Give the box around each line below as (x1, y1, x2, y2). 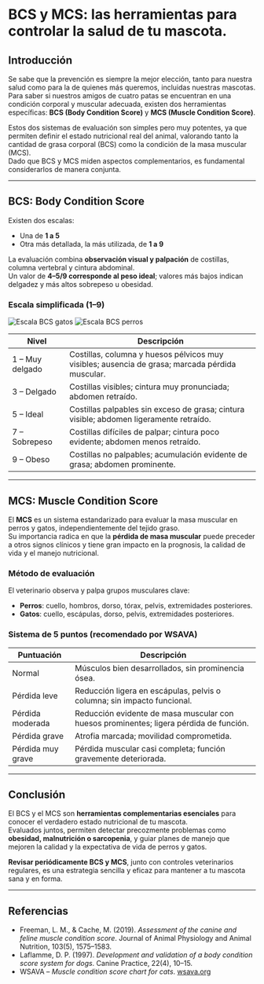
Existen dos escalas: (8, 215, 75, 225)
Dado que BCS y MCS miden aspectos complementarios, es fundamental (8, 156, 245, 166)
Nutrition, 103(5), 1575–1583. (19, 942, 112, 952)
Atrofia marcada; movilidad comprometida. (74, 730, 232, 741)
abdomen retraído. (69, 391, 137, 402)
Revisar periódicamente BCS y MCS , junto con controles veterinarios (8, 857, 234, 867)
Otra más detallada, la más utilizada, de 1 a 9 (19, 239, 164, 248)
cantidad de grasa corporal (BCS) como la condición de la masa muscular (8, 140, 247, 149)
